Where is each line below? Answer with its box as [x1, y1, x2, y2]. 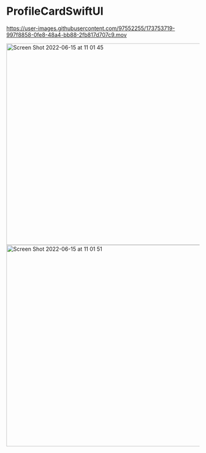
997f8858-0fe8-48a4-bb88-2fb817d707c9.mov [6, 31, 127, 38]
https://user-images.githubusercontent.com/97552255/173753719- [6, 25, 175, 32]
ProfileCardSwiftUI [6, 4, 104, 18]
